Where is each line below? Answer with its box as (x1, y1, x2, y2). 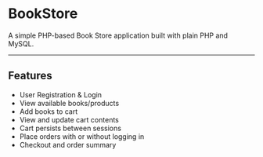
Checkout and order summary (19, 140, 117, 149)
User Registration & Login (19, 89, 103, 99)
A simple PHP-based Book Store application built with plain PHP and (8, 31, 229, 40)
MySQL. (8, 38, 34, 48)
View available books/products (19, 98, 120, 108)
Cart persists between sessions (19, 123, 121, 133)
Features (8, 69, 52, 82)
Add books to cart (19, 107, 78, 116)
